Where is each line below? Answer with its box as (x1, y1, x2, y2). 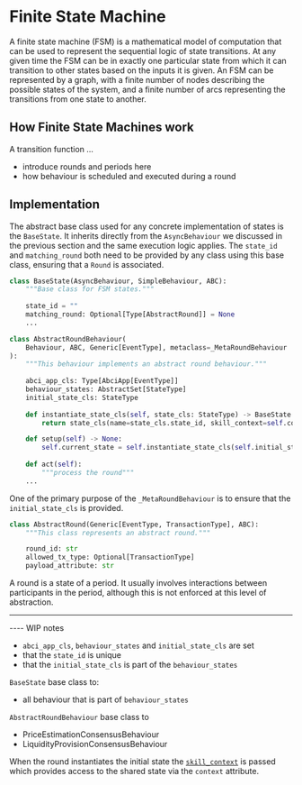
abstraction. (9, 597, 54, 607)
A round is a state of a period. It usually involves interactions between (9, 578, 268, 589)
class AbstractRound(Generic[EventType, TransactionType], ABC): (9, 520, 259, 529)
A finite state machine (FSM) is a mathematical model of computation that (9, 36, 282, 47)
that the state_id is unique (22, 650, 121, 661)
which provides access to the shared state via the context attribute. (9, 766, 259, 777)
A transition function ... (9, 143, 94, 154)
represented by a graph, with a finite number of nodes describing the (9, 74, 265, 85)
